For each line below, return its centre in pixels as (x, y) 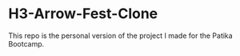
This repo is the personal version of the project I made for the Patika (121, 35)
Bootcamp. (26, 43)
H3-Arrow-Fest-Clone (83, 14)
